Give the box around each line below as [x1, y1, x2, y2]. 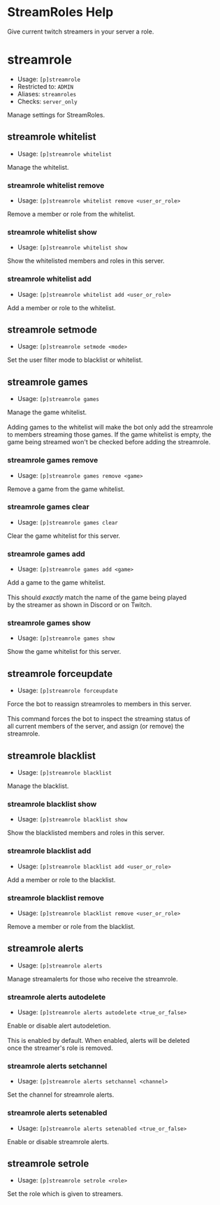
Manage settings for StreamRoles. [7, 110, 105, 119]
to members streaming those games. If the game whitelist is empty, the [7, 430, 212, 439]
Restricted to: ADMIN [17, 82, 74, 91]
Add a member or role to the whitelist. [7, 303, 116, 312]
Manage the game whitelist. [7, 408, 87, 416]
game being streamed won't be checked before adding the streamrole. [7, 438, 211, 446]
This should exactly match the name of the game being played [7, 593, 187, 601]
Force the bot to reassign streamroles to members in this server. [7, 700, 192, 708]
